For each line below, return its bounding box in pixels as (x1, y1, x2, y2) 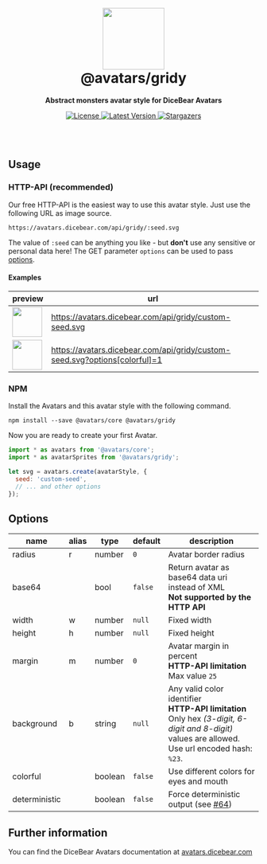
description (189, 536, 234, 547)
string (94, 718, 117, 729)
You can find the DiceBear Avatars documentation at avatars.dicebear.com (8, 847, 253, 856)
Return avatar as (168, 562, 230, 573)
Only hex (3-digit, (168, 713, 236, 725)
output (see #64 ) (168, 799, 232, 810)
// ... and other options (15, 483, 102, 491)
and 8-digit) (186, 723, 234, 734)
